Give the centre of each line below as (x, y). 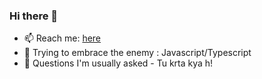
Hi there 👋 (34, 16)
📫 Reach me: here (62, 38)
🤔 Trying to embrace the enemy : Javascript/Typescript (137, 53)
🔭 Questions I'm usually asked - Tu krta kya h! (118, 63)
